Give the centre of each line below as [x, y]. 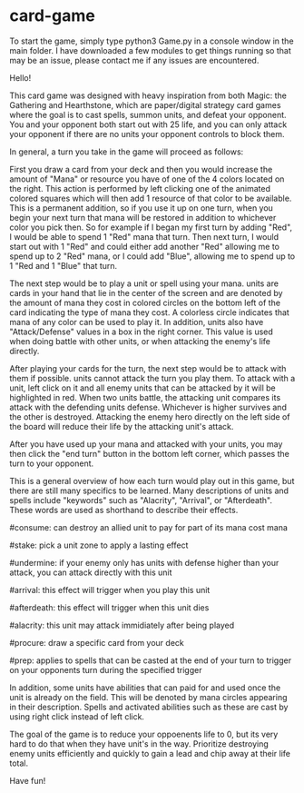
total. [19, 763]
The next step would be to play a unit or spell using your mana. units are [144, 283]
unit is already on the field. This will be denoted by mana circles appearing [148, 697]
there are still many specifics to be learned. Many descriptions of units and [149, 491]
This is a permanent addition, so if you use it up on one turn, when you [142, 208]
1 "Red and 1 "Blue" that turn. [64, 265]
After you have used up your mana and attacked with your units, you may [146, 444]
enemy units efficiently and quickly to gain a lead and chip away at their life [150, 753]
